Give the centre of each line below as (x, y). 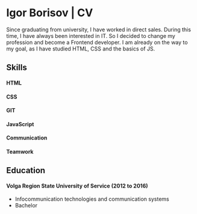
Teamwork (20, 151)
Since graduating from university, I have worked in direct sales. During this (99, 29)
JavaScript (20, 124)
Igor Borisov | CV (50, 13)
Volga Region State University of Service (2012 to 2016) (77, 186)
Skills (17, 68)
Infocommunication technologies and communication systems (92, 199)
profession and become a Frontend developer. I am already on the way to (97, 42)
